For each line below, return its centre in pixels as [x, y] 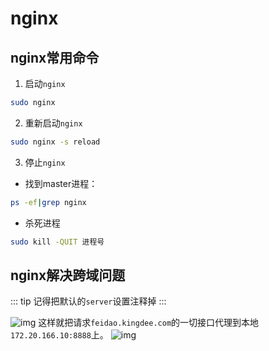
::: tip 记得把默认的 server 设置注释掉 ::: [88, 301]
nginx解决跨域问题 [68, 275]
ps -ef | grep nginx [48, 202]
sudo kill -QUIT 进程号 [57, 242]
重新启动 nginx [53, 123]
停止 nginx [45, 162]
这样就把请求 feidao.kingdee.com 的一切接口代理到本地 [149, 323]
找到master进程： [61, 183]
